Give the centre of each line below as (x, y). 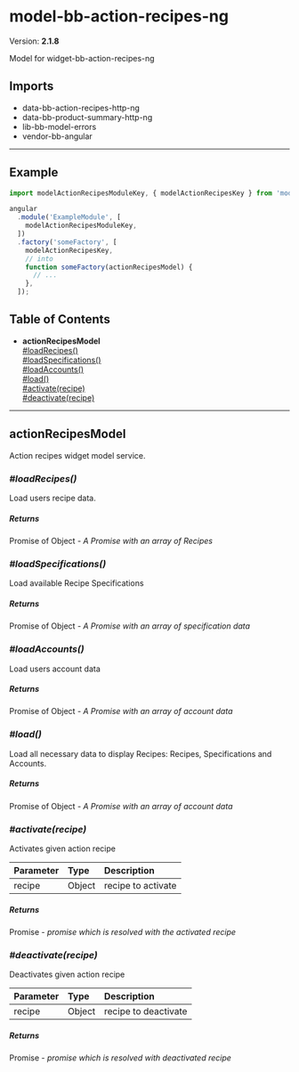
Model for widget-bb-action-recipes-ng (82, 58)
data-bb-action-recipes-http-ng (81, 108)
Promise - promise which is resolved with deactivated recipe (120, 1058)
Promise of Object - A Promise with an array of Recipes (111, 540)
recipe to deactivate (145, 1011)
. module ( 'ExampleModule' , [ (69, 217)
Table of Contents (60, 319)
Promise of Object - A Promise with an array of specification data (130, 626)
